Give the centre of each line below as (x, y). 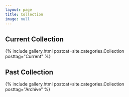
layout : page (19, 10)
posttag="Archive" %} (28, 89)
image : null (17, 19)
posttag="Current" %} (28, 56)
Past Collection (29, 72)
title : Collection (24, 14)
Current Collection (34, 39)
